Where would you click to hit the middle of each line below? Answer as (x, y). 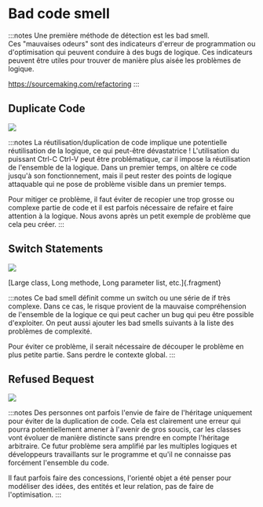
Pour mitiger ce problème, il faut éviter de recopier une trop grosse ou (121, 199)
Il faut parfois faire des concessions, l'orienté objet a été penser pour (120, 478)
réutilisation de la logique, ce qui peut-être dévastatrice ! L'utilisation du (124, 151)
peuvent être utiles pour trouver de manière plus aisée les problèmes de (125, 60)
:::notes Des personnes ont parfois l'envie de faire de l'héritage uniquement (130, 413)
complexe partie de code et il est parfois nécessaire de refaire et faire (121, 207)
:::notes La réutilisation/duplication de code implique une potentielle (118, 142)
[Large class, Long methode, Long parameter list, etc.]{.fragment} (115, 283)
